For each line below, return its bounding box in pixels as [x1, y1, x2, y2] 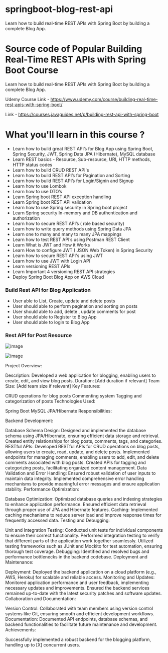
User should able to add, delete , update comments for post [12, 308, 136, 315]
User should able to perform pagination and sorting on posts [12, 303, 138, 309]
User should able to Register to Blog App [12, 314, 97, 320]
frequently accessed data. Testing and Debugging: [5, 517, 110, 524]
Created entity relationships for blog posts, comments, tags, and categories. [5, 438, 163, 444]
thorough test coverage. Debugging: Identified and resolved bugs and [5, 548, 149, 554]
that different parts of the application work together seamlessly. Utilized [5, 538, 154, 544]
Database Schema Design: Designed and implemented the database [5, 428, 146, 434]
